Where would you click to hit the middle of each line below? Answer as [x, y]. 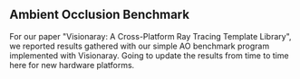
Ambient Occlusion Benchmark [100, 15]
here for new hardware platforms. [72, 65]
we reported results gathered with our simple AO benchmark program [140, 46]
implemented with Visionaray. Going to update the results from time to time [149, 55]
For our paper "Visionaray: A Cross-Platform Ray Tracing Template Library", [150, 36]
